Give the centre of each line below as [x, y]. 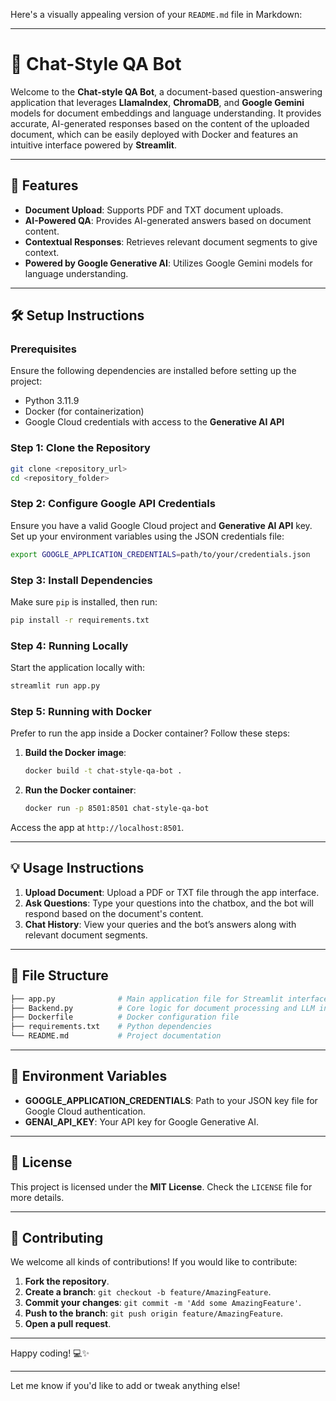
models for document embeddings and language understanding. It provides [166, 113]
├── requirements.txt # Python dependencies [111, 1027]
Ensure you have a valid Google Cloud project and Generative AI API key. [161, 525]
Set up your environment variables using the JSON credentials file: [147, 536]
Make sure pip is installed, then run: [84, 601]
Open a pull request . [68, 1324]
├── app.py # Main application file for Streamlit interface [169, 999]
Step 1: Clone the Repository [80, 448]
